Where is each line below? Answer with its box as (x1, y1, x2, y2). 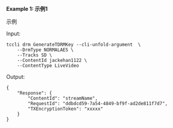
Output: (6, 73, 25, 80)
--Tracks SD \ (17, 52, 52, 58)
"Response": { (17, 90, 52, 96)
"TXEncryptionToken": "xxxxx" (28, 106, 103, 112)
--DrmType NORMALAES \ (17, 47, 74, 53)
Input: (6, 30, 21, 37)
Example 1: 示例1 (6, 5, 48, 12)
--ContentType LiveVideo (17, 62, 79, 69)
